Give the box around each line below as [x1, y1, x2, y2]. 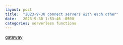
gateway [5, 34, 23, 40]
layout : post [5, 7, 32, 12]
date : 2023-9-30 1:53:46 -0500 [5, 16, 74, 21]
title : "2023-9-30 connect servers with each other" [5, 12, 119, 17]
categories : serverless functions [5, 21, 77, 26]
